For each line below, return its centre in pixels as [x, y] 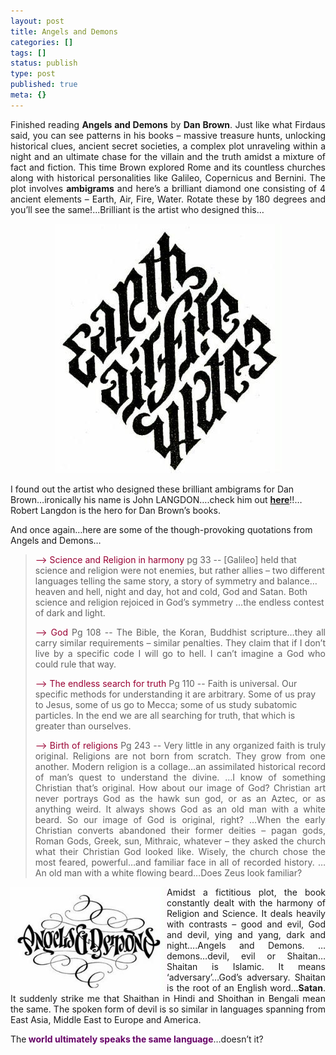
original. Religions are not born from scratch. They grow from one [180, 756]
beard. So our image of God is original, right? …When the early [180, 819]
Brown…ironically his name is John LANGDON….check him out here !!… [156, 499]
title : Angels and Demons [64, 31]
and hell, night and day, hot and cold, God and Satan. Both [187, 591]
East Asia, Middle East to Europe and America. [106, 1019]
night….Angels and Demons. [235, 945]
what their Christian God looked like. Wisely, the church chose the [180, 851]
